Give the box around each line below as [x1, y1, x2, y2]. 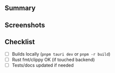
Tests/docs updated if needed [11, 62, 74, 68]
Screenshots [4, 21, 45, 29]
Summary [4, 4, 36, 12]
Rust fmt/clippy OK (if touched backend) [11, 57, 95, 63]
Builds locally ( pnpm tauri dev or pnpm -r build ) [11, 51, 111, 57]
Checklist [4, 38, 35, 46]
